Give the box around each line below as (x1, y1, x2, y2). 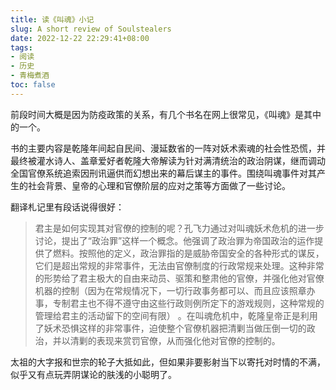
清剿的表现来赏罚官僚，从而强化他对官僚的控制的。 (69, 334, 281, 346)
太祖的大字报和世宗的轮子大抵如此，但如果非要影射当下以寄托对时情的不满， (10, 356, 326, 368)
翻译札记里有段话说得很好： (10, 201, 125, 213)
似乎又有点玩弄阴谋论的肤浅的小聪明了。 (10, 368, 177, 380)
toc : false (10, 80, 56, 90)
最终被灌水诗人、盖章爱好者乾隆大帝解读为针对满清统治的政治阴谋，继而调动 (10, 154, 326, 166)
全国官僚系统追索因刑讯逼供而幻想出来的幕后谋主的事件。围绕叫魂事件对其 (10, 167, 317, 179)
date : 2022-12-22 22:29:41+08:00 (10, 33, 150, 43)
